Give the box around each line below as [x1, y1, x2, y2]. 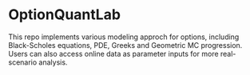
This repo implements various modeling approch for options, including [8, 32, 240, 41]
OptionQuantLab [8, 6, 121, 24]
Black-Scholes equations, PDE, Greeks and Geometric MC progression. [8, 40, 243, 49]
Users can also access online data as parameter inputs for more [8, 49, 219, 58]
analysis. [38, 57, 68, 67]
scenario [8, 57, 38, 67]
